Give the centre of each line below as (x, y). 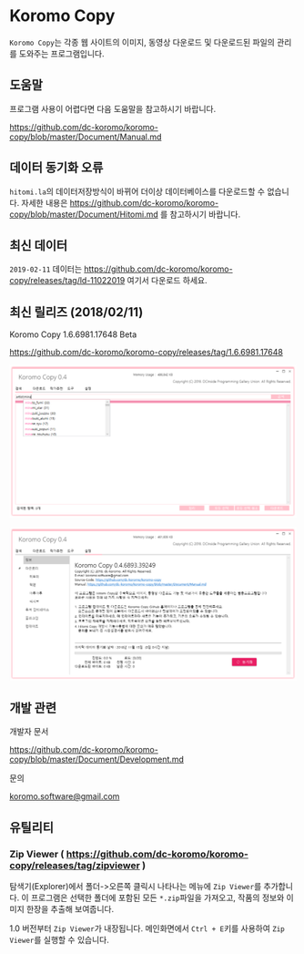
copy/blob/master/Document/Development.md (97, 759)
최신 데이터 (39, 246)
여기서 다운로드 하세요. (167, 281)
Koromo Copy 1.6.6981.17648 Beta (73, 334)
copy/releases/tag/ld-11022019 (67, 281)
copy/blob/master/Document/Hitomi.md (84, 214)
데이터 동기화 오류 (56, 168)
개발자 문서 (29, 732)
